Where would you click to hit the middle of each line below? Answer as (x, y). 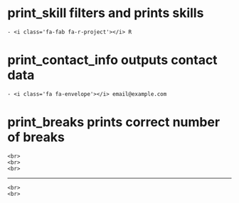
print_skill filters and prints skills (106, 13)
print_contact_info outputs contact (113, 60)
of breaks (36, 137)
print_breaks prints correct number (114, 122)
